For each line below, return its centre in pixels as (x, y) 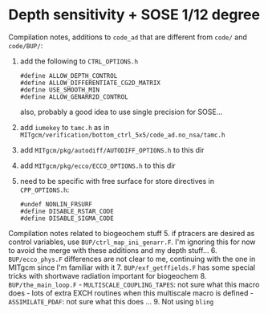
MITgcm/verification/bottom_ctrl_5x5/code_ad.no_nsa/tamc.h (122, 135)
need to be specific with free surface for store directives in (117, 181)
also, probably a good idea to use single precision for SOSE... (121, 112)
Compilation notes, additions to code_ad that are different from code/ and (128, 37)
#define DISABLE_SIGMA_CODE (67, 218)
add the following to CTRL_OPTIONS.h (79, 61)
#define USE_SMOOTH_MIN (60, 90)
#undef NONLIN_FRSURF (56, 204)
